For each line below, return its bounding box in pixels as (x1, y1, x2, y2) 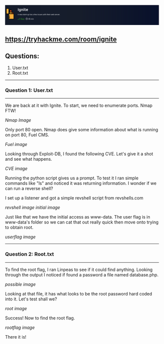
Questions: (5, 52, 40, 60)
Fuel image (5, 142, 28, 147)
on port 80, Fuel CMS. (5, 132, 50, 138)
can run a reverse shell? (5, 186, 53, 192)
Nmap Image (5, 117, 32, 123)
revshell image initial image (5, 204, 60, 211)
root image (5, 305, 27, 311)
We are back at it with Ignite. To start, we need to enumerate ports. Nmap (5, 102, 153, 108)
